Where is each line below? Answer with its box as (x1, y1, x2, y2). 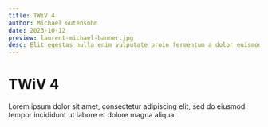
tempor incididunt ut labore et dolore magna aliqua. (8, 110, 177, 120)
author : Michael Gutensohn (8, 19, 98, 27)
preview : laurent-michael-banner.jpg (8, 33, 134, 42)
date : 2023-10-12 (8, 26, 66, 34)
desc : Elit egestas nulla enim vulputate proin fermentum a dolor (8, 41, 234, 49)
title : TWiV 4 (8, 11, 56, 20)
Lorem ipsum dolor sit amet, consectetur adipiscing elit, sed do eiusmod (8, 102, 246, 111)
